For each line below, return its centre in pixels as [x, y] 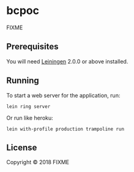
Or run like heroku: [30, 118]
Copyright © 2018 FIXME [38, 162]
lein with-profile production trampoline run [65, 129]
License [22, 147]
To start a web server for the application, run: [63, 95]
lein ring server [28, 106]
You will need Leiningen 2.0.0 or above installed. [67, 61]
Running [23, 81]
